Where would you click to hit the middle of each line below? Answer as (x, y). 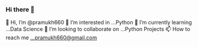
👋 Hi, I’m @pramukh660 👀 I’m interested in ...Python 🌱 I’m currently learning (99, 23)
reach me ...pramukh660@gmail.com (51, 37)
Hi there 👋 (20, 10)
